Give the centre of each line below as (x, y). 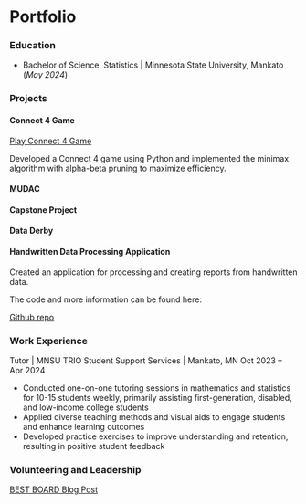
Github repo (32, 317)
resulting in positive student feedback (94, 446)
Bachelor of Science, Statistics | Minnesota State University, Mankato (153, 65)
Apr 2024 (27, 370)
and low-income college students (85, 407)
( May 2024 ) (45, 75)
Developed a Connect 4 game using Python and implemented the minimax (149, 158)
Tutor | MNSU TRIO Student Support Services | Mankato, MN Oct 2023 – (146, 360)
